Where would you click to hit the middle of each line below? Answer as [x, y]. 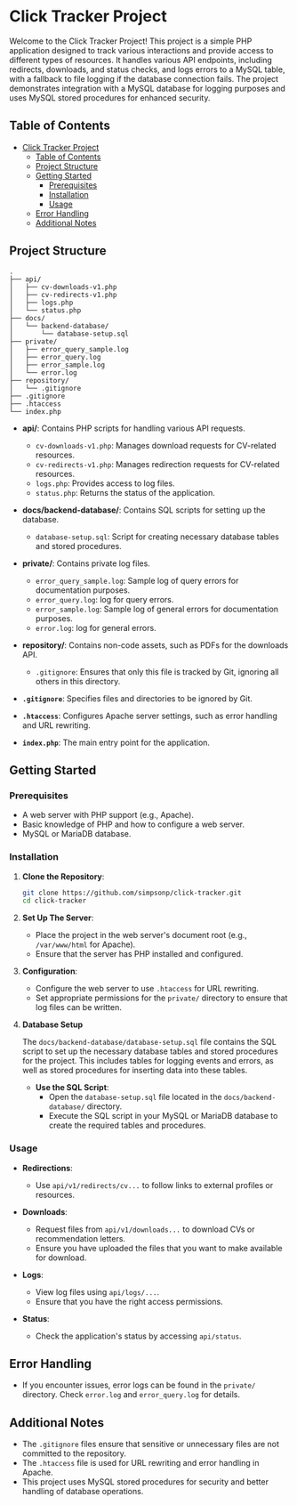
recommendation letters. [80, 1238]
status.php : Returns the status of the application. [125, 492]
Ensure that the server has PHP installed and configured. [139, 954]
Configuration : [50, 971]
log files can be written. [78, 1007]
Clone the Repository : [63, 876]
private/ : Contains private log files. [86, 563]
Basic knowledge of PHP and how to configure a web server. [133, 824]
